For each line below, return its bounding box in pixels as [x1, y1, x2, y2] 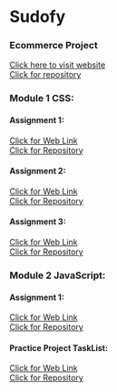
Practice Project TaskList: [9, 342, 109, 353]
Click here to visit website [9, 59, 106, 70]
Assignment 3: [9, 216, 66, 227]
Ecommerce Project [9, 39, 98, 52]
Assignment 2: [9, 166, 66, 177]
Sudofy [9, 6, 66, 27]
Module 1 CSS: [9, 92, 74, 105]
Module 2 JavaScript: [9, 269, 106, 282]
